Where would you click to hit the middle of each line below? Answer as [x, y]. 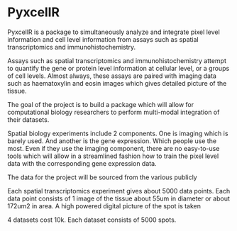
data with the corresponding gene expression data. [82, 163]
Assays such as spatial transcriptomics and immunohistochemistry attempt [117, 60]
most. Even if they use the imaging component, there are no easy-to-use [114, 148]
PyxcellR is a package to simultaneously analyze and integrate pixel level [114, 32]
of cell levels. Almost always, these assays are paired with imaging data [112, 76]
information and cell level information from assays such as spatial [103, 39]
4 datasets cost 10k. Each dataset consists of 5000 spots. [92, 220]
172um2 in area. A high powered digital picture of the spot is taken [104, 205]
